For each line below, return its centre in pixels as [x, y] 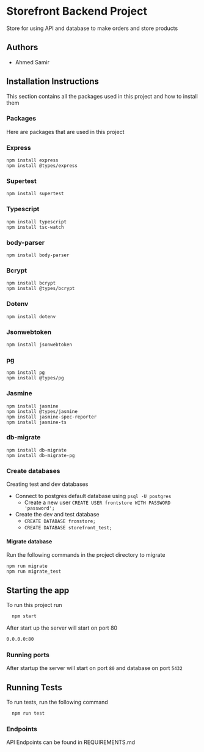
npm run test [28, 713]
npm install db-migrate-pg [41, 455]
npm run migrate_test [34, 571]
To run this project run [34, 605]
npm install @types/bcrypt [41, 289]
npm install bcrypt [31, 283]
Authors [22, 47]
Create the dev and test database [57, 515]
